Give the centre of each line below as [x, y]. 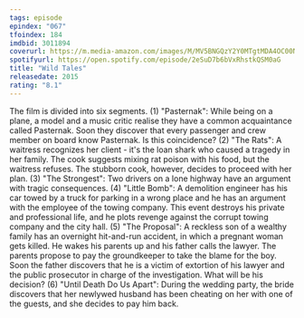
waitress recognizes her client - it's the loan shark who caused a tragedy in [150, 149]
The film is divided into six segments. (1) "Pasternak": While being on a [141, 111]
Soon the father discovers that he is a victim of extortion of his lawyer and [147, 265]
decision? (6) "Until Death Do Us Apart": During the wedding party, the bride [152, 284]
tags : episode [36, 18]
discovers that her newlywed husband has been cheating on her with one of [151, 294]
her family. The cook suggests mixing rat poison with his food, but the [139, 159]
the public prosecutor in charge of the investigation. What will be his [137, 275]
